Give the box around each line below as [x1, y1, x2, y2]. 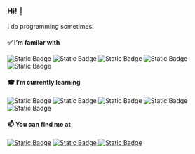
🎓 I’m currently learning [7, 78, 81, 87]
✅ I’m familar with [7, 38, 60, 46]
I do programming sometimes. [7, 22, 95, 31]
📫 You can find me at [7, 120, 72, 129]
